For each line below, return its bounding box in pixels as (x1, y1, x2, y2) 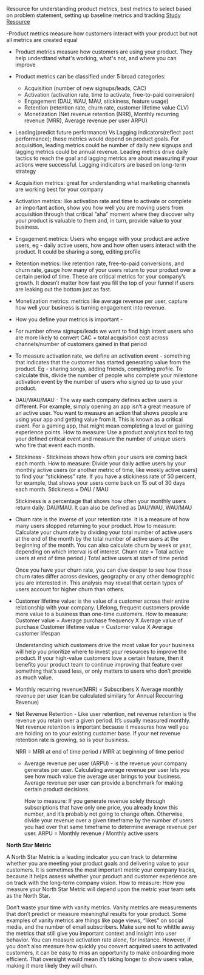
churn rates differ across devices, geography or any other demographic (15, 573, 195, 580)
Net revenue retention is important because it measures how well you (15, 723, 189, 730)
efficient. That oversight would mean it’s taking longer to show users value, (6, 956, 194, 963)
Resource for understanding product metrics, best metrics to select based (6, 5, 192, 12)
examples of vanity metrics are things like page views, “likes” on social (6, 917, 183, 924)
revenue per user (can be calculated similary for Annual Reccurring (15, 692, 183, 699)
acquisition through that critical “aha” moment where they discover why (15, 210, 195, 218)
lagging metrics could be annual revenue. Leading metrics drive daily (15, 148, 188, 155)
